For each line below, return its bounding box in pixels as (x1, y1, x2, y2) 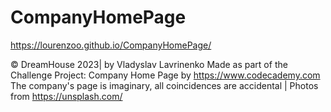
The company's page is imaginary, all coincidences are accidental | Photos (10, 79, 319, 91)
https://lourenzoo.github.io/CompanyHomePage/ (10, 39, 212, 51)
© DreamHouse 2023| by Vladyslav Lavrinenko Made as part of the (10, 58, 288, 70)
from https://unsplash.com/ (10, 90, 123, 102)
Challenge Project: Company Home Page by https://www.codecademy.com (10, 69, 321, 81)
